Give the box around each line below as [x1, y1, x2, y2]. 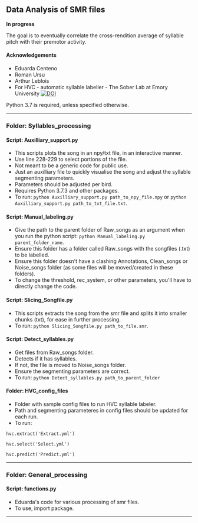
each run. [14, 413, 38, 420]
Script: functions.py [6, 485, 57, 492]
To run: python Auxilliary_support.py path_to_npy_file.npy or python [14, 193, 187, 200]
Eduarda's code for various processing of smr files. [14, 499, 140, 506]
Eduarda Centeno [14, 65, 58, 72]
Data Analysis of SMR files [6, 5, 105, 15]
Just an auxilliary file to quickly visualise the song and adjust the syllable [14, 168, 191, 176]
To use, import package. [14, 505, 74, 512]
